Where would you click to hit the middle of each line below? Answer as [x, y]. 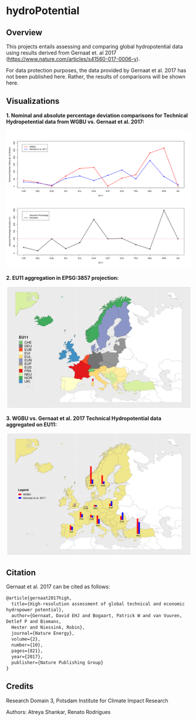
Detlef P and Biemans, [34, 621]
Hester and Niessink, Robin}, [48, 627]
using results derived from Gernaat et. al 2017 [61, 53]
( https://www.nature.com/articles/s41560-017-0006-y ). [73, 59]
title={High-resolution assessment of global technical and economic [98, 604]
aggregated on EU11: [32, 425]
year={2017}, [27, 656]
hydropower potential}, [35, 610]
